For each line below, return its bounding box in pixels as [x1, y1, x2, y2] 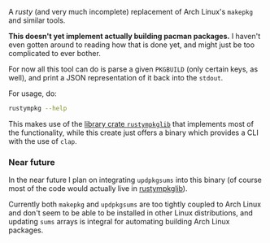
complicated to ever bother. [8, 49, 102, 58]
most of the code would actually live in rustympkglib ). [8, 184, 188, 193]
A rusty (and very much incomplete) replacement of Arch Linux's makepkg [8, 7, 254, 16]
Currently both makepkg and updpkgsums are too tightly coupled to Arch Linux [8, 199, 262, 210]
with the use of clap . [8, 136, 77, 145]
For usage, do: [8, 89, 57, 98]
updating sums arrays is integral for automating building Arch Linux [8, 217, 230, 227]
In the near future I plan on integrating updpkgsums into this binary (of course [8, 175, 263, 185]
